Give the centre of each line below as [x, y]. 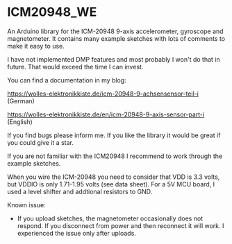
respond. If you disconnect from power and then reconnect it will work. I [121, 225]
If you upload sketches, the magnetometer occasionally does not [110, 218]
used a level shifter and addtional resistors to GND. [80, 191]
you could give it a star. [41, 142]
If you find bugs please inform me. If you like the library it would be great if [114, 135]
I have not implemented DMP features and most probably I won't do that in [114, 59]
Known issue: [27, 204]
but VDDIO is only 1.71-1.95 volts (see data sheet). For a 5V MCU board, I [111, 184]
